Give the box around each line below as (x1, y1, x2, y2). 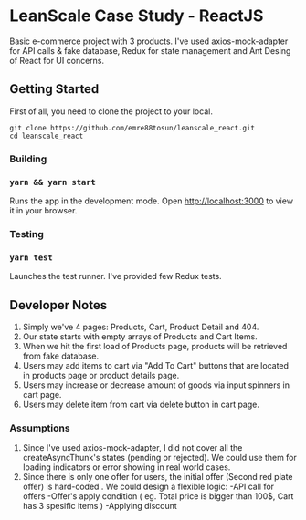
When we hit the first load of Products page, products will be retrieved (22, 341, 288, 351)
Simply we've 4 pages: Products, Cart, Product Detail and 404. (22, 321, 259, 332)
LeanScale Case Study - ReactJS (9, 5, 264, 26)
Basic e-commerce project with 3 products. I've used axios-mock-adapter (9, 36, 289, 47)
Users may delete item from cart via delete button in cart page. (22, 399, 260, 410)
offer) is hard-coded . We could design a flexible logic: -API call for (22, 481, 275, 493)
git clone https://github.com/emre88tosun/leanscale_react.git (9, 123, 256, 132)
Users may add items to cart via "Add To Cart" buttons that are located (22, 360, 290, 370)
